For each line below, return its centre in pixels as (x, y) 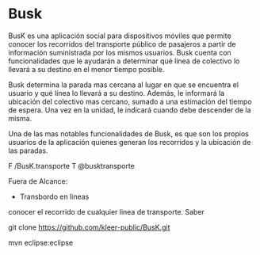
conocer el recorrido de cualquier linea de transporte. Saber (106, 211)
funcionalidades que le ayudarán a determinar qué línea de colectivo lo (124, 61)
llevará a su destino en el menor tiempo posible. (86, 69)
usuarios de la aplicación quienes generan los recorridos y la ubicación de (130, 142)
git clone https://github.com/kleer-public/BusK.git (89, 227)
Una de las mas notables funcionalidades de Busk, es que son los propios (129, 133)
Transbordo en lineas (54, 196)
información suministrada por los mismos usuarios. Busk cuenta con (120, 52)
